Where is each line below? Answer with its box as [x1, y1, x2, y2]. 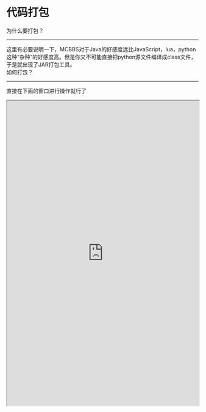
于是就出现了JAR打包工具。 [6, 60, 76, 68]
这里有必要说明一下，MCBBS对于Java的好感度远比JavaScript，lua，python [6, 45, 196, 52]
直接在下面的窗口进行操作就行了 [6, 87, 87, 95]
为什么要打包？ [6, 27, 44, 34]
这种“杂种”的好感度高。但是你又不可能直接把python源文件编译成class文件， [6, 53, 197, 60]
